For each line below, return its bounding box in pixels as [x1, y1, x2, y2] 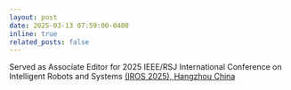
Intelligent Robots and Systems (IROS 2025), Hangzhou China [9, 71, 236, 82]
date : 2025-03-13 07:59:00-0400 [9, 21, 129, 30]
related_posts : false [9, 37, 90, 47]
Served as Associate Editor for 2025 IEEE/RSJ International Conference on [9, 62, 282, 72]
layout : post [9, 12, 58, 22]
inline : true [9, 29, 58, 38]
